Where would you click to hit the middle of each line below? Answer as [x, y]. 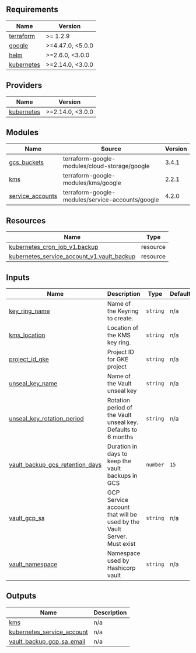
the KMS [119, 335]
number [155, 465]
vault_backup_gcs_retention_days [55, 465]
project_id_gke [29, 360]
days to [117, 454]
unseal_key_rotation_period [46, 419]
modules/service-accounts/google [111, 200]
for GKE [118, 360]
